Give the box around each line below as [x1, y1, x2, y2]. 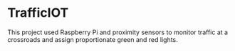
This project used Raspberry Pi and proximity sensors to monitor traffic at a [7, 28, 229, 36]
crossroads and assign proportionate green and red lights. [7, 35, 178, 43]
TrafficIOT [7, 5, 69, 21]
